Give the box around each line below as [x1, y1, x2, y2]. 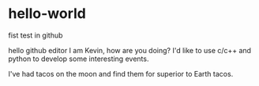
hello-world [8, 5, 87, 23]
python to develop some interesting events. [8, 54, 149, 63]
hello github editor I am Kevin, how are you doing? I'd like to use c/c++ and [8, 45, 251, 55]
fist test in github [8, 30, 63, 40]
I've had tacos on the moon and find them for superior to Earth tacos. [8, 69, 234, 78]
